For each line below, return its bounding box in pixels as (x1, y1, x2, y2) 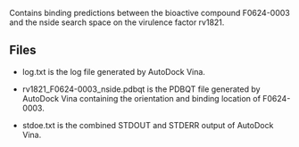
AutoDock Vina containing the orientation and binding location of (21, 93, 262, 103)
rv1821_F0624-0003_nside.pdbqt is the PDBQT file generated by (21, 84, 261, 94)
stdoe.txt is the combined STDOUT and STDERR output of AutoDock (21, 119, 274, 130)
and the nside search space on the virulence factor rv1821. (9, 17, 225, 28)
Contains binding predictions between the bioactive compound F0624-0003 (9, 8, 290, 18)
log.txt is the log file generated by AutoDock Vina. (21, 66, 205, 77)
